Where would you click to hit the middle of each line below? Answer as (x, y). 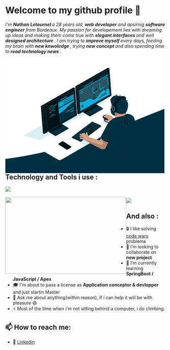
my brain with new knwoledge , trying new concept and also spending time (85, 46)
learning (135, 268)
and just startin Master (36, 292)
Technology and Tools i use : (51, 177)
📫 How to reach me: (38, 327)
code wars (137, 236)
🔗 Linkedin (24, 342)
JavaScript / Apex (32, 279)
